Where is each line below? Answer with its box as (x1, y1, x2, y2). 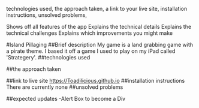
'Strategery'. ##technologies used (6, 54, 91, 61)
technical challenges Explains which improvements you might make (6, 29, 173, 37)
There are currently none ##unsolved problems (6, 83, 123, 91)
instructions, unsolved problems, (6, 11, 88, 19)
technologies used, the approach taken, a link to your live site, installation (6, 5, 188, 12)
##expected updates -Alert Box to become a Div (6, 95, 126, 102)
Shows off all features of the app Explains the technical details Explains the (6, 23, 192, 30)
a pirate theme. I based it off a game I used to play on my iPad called (6, 47, 176, 55)
